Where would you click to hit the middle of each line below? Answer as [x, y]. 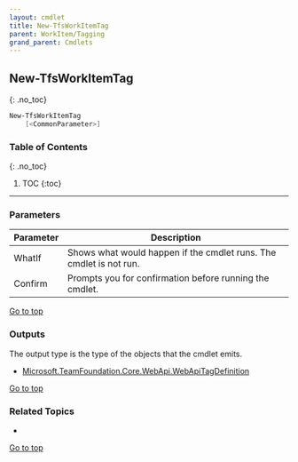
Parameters [35, 215]
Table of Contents [49, 147]
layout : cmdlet [37, 17]
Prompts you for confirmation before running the [168, 278]
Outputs [27, 334]
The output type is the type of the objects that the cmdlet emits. [126, 354]
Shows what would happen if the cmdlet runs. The [172, 252]
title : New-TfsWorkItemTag [59, 26]
